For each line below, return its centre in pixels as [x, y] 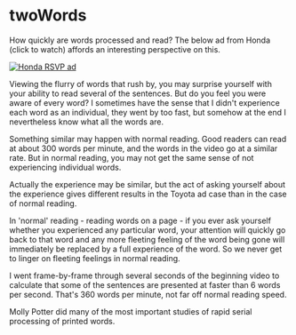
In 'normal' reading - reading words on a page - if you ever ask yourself [140, 220]
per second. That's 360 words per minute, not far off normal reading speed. [148, 294]
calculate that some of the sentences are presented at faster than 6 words [145, 284]
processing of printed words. [62, 321]
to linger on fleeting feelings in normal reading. [95, 258]
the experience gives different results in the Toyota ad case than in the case [148, 194]
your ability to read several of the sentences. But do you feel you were [138, 93]
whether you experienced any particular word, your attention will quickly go [148, 230]
